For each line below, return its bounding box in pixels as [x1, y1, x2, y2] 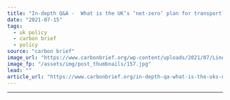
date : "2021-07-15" [7, 16, 63, 23]
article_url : [7, 73, 44, 80]
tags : [7, 22, 23, 29]
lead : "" [7, 67, 32, 73]
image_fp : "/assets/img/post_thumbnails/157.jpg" [7, 61, 152, 67]
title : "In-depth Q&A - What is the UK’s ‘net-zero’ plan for [7, 10, 192, 17]
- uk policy [13, 29, 48, 36]
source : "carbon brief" [7, 48, 75, 55]
